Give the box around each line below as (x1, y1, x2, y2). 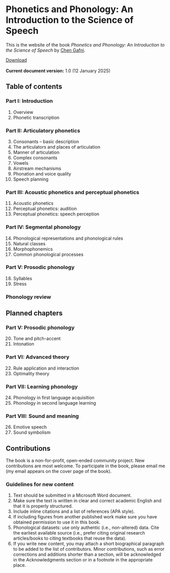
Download (6, 57, 27, 63)
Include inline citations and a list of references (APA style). (13, 508, 135, 514)
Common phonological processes (13, 251, 84, 257)
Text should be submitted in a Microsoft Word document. (13, 492, 132, 499)
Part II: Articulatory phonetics (6, 127, 80, 134)
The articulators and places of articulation (13, 144, 101, 150)
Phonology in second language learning (13, 400, 97, 406)
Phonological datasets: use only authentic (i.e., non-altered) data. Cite (13, 524, 159, 531)
